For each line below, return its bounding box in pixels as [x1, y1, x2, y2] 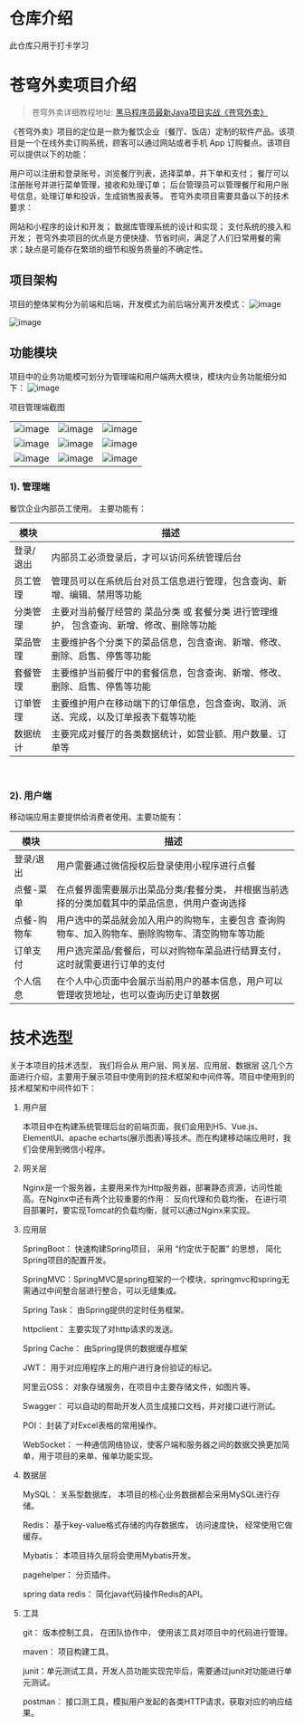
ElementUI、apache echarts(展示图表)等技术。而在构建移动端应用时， [22, 1133, 283, 1144]
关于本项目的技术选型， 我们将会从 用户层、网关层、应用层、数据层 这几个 [9, 1060, 286, 1071]
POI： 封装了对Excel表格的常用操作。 [22, 1420, 162, 1431]
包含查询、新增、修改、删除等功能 [71, 618, 217, 631]
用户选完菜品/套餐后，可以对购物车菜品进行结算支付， [56, 945, 287, 957]
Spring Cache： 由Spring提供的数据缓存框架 [22, 1343, 188, 1354]
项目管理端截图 [9, 401, 65, 412]
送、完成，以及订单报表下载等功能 [51, 710, 197, 723]
